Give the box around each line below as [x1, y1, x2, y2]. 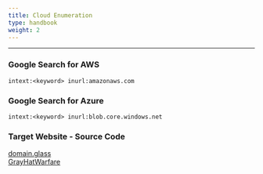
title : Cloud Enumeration [8, 11, 92, 20]
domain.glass [8, 149, 52, 158]
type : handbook [8, 19, 58, 27]
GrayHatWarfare [8, 158, 61, 167]
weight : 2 [8, 26, 41, 34]
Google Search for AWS [8, 60, 100, 71]
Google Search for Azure [8, 95, 104, 106]
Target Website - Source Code [8, 131, 125, 142]
